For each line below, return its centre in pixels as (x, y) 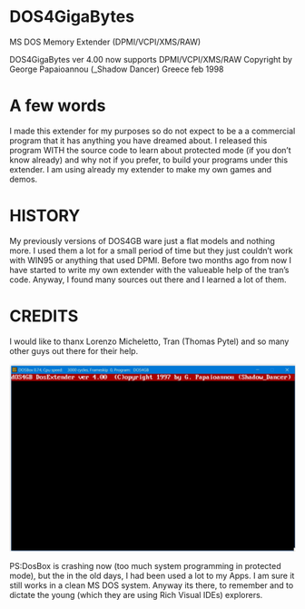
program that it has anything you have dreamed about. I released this (138, 140)
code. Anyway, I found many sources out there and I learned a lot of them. (148, 280)
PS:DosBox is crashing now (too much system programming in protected (145, 566)
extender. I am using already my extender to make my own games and (141, 169)
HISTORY (45, 216)
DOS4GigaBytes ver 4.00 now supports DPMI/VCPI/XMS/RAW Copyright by (151, 59)
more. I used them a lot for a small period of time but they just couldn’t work (151, 250)
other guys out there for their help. (74, 350)
